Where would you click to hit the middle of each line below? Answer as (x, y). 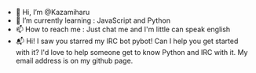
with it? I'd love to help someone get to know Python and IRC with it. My (132, 52)
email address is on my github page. (74, 60)
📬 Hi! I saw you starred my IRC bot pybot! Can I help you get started (127, 41)
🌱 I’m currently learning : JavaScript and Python (93, 20)
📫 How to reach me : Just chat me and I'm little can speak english (123, 29)
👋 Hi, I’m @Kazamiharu (53, 12)
